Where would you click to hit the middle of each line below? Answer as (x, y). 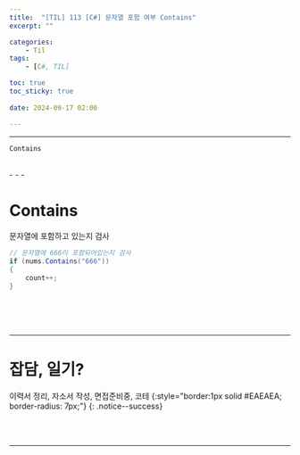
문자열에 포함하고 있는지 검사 (59, 236)
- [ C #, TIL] (47, 67)
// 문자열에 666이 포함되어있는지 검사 (70, 253)
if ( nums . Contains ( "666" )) (59, 261)
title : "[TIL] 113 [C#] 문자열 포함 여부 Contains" (103, 17)
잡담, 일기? (47, 369)
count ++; (42, 278)
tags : (19, 59)
